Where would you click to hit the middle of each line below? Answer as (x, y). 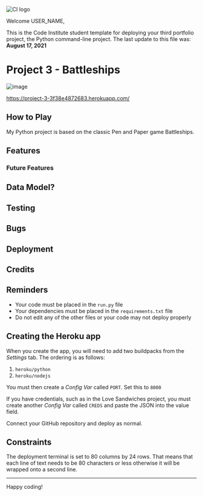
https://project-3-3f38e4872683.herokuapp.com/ (68, 98)
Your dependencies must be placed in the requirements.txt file (94, 311)
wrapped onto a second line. (42, 469)
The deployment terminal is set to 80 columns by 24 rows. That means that (100, 457)
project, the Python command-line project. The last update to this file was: (99, 39)
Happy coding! (25, 487)
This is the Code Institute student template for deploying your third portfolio (100, 33)
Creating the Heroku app (53, 336)
